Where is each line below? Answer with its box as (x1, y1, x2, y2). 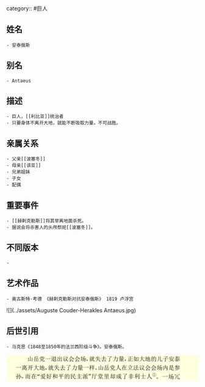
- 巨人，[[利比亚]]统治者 (6, 113, 64, 120)
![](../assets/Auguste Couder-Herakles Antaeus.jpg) (6, 306, 136, 314)
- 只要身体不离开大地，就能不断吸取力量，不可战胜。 (6, 120, 121, 126)
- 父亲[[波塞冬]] (6, 156, 46, 162)
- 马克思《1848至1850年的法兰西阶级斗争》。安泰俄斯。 (6, 344, 127, 350)
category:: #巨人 (6, 5, 48, 12)
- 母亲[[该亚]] (6, 162, 41, 169)
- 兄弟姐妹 (6, 169, 31, 175)
